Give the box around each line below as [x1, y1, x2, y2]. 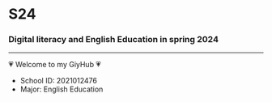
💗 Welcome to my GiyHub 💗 [8, 60, 101, 70]
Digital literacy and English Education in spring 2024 [8, 34, 219, 45]
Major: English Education [19, 84, 104, 94]
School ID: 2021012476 [19, 76, 97, 86]
